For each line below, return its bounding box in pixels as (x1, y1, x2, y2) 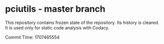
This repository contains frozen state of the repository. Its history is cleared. (5, 20, 159, 25)
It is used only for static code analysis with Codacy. (5, 24, 109, 30)
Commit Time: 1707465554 (5, 34, 60, 40)
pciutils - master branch (5, 3, 106, 15)
